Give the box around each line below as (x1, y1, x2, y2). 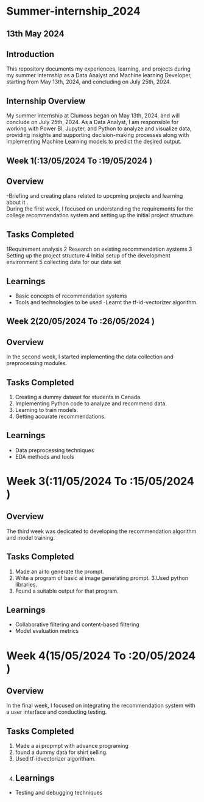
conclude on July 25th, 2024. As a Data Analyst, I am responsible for (6, 119, 179, 126)
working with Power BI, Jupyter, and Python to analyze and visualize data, (6, 125, 192, 132)
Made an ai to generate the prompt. (15, 568, 105, 575)
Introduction (6, 49, 55, 59)
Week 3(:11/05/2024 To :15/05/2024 (6, 475, 195, 488)
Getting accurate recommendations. (15, 413, 106, 420)
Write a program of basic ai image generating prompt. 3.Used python (15, 574, 189, 582)
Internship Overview (6, 96, 86, 106)
